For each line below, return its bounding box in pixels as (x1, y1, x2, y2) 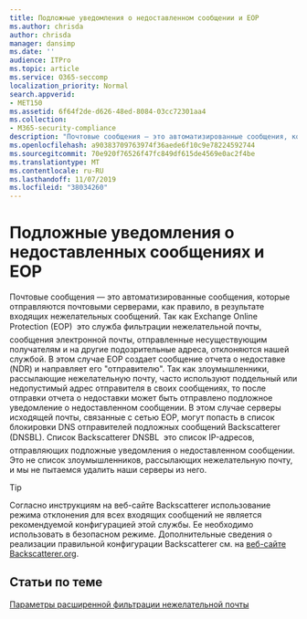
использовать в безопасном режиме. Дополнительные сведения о (9, 529, 272, 540)
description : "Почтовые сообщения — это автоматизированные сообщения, (9, 132, 288, 142)
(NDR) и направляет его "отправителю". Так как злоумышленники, (9, 363, 270, 374)
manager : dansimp (9, 38, 76, 48)
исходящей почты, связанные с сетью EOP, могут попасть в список (9, 412, 276, 423)
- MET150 (9, 98, 43, 108)
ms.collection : (9, 115, 68, 124)
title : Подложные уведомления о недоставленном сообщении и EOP (9, 13, 259, 23)
